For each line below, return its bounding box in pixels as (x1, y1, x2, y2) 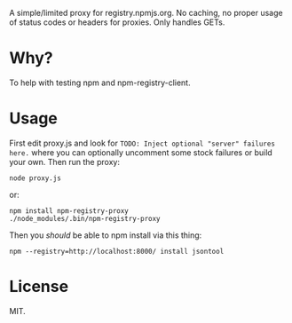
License (9, 277, 69, 296)
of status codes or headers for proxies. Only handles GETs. (9, 17, 225, 28)
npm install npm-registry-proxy (9, 206, 129, 216)
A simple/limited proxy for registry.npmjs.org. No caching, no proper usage (9, 8, 283, 18)
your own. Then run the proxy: (9, 156, 120, 167)
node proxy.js (9, 173, 62, 183)
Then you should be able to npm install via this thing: (9, 230, 202, 240)
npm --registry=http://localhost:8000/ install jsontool (9, 247, 225, 256)
